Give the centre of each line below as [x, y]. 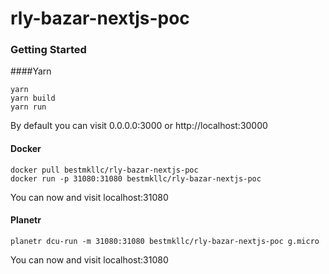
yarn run [28, 107]
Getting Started [48, 50]
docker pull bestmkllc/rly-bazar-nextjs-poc [104, 170]
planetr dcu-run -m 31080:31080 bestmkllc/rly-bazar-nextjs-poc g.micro [165, 241]
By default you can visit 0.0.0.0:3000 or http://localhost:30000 [139, 126]
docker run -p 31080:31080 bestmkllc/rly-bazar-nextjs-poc [136, 178]
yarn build [33, 98]
